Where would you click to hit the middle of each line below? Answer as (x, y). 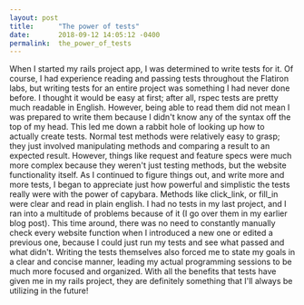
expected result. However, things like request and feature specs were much (151, 156)
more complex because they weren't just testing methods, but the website (148, 165)
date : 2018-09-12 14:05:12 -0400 (85, 34)
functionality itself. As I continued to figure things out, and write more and (147, 175)
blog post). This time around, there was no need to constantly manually (142, 223)
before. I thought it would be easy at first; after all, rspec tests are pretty (144, 98)
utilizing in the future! (49, 290)
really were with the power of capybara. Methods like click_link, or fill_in (144, 194)
